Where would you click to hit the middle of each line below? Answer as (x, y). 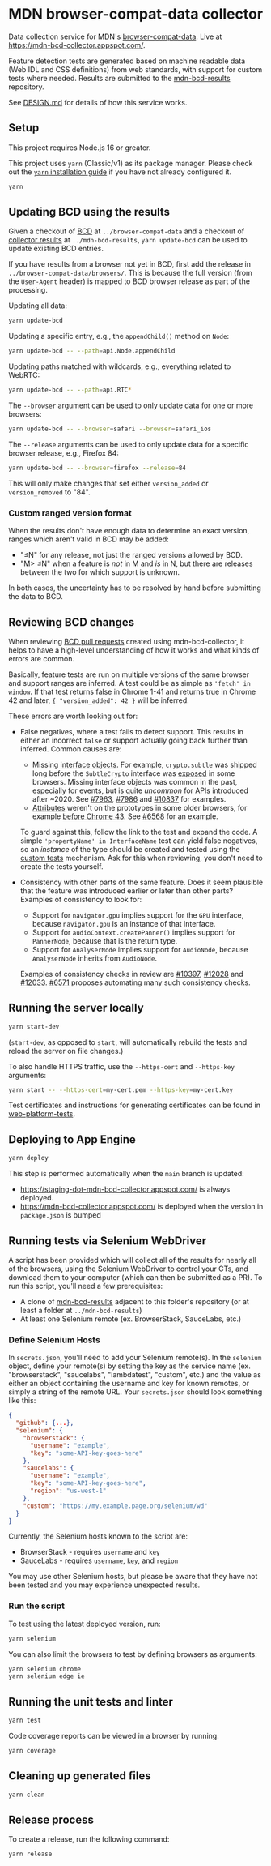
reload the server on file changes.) (66, 1051)
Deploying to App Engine (72, 1139)
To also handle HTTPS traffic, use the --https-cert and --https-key (121, 1066)
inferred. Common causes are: (71, 749)
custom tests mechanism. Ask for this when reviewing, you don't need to (141, 858)
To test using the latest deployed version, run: (85, 1624)
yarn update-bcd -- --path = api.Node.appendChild (92, 351)
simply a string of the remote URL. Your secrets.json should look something (135, 1392)
